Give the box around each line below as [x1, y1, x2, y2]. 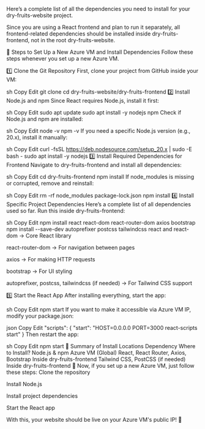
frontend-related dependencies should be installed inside [6, 30, 151, 37]
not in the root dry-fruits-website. [31, 37, 115, 43]
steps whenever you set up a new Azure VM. [6, 55, 119, 62]
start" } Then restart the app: [6, 330, 80, 338]
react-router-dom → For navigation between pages [6, 244, 135, 251]
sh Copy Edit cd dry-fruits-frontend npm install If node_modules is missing [6, 173, 195, 180]
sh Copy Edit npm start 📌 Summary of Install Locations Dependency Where [6, 343, 196, 349]
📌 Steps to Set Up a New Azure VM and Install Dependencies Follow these [6, 48, 194, 56]
